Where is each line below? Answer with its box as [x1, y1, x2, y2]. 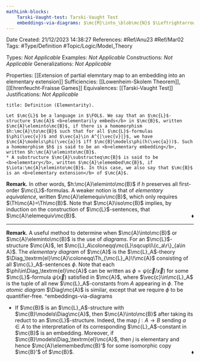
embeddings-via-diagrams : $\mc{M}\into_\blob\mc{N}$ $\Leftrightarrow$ [17, 20, 198, 26]
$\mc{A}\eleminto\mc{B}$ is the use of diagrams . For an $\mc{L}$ [6, 236, 170, 243]
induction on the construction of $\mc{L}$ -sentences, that [6, 206, 151, 213]
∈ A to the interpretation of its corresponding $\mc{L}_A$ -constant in [14, 323, 187, 331]
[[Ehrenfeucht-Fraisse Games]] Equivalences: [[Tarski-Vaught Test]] [6, 85, 174, 92]
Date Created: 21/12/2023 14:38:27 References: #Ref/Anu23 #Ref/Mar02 [6, 36, 184, 43]
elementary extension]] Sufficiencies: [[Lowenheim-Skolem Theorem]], [6, 78, 181, 85]
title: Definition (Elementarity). [6, 102, 95, 108]
